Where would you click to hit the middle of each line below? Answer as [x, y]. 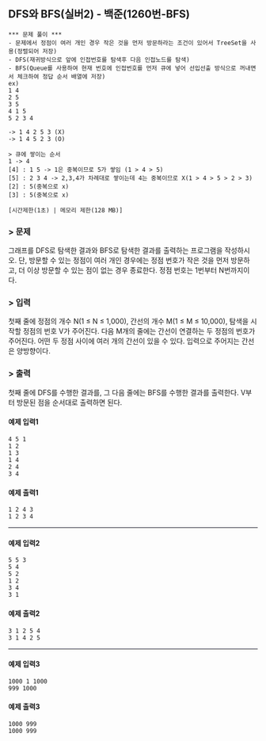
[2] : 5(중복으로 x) [39, 186]
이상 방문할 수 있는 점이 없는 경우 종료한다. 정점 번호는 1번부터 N [125, 270]
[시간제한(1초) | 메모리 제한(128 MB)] [66, 210]
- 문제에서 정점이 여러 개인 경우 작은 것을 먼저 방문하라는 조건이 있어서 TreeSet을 [128, 43]
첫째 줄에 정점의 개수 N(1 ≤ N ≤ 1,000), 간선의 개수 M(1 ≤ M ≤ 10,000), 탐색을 [129, 321]
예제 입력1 [23, 422]
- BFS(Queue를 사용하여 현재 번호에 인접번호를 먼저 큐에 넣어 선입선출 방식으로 [122, 68]
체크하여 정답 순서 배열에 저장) [61, 76]
